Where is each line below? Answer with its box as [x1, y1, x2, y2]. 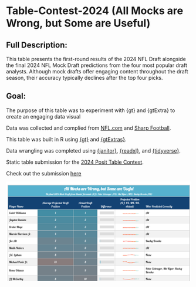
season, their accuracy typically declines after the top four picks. [6, 75, 163, 81]
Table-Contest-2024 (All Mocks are [6, 4, 184, 18]
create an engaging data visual [6, 113, 81, 120]
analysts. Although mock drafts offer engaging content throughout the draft [6, 68, 189, 75]
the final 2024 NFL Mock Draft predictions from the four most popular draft [6, 62, 188, 69]
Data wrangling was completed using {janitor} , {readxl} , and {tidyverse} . [6, 147, 181, 154]
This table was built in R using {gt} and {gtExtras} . [6, 136, 127, 143]
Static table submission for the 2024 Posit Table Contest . [6, 158, 144, 166]
